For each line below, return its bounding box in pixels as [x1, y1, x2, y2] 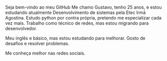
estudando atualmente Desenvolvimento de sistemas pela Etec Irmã [5, 9, 146, 15]
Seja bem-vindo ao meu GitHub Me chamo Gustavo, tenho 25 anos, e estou [5, 4, 162, 10]
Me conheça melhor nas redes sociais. [5, 50, 86, 56]
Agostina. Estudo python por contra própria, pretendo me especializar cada [5, 15, 162, 20]
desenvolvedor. [5, 25, 37, 31]
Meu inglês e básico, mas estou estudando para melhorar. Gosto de [5, 35, 146, 41]
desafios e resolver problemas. [5, 40, 69, 46]
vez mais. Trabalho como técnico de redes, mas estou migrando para [5, 20, 149, 26]
